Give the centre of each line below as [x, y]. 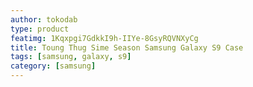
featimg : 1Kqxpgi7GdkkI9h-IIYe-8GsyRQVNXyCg [104, 38]
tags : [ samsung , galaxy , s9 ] [71, 57]
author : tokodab [44, 19]
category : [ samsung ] [53, 66]
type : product [40, 29]
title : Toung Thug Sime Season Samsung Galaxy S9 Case [127, 47]
